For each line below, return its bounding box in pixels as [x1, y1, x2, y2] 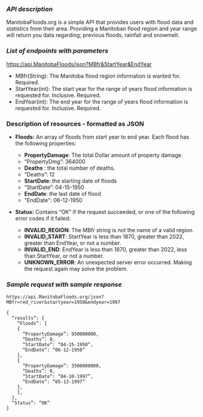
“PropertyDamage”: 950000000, [22, 331, 99, 338]
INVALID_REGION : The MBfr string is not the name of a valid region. [24, 226, 194, 233]
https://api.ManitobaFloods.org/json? [6, 294, 104, 300]
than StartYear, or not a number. [24, 252, 104, 259]
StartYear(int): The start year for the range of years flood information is [15, 85, 193, 92]
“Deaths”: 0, [22, 369, 56, 375]
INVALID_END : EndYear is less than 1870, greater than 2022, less [24, 245, 187, 253]
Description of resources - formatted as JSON [6, 119, 144, 128]
